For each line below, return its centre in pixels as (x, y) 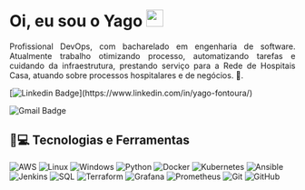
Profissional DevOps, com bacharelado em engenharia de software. (152, 46)
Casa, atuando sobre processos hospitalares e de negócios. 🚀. (127, 75)
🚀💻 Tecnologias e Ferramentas (100, 140)
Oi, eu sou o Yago (76, 21)
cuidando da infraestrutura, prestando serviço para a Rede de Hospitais (152, 65)
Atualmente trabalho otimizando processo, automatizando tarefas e (152, 55)
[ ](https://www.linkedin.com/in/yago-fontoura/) (131, 93)
